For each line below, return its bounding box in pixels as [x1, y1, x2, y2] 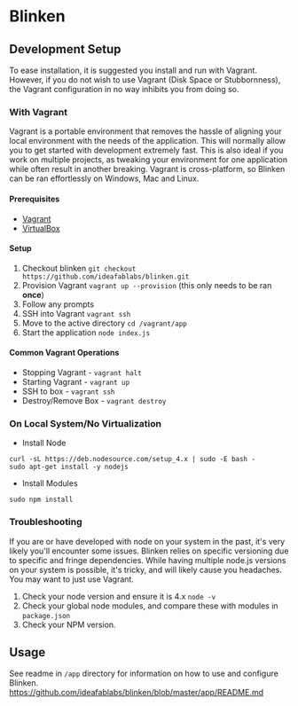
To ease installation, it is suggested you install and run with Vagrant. [9, 65, 257, 75]
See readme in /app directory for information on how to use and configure [9, 668, 279, 679]
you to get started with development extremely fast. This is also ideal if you [9, 145, 284, 156]
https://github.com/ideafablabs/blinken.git [21, 272, 190, 281]
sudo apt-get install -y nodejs [9, 463, 129, 472]
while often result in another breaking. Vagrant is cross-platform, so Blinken [9, 164, 286, 175]
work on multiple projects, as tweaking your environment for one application [9, 154, 288, 165]
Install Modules [21, 478, 78, 489]
